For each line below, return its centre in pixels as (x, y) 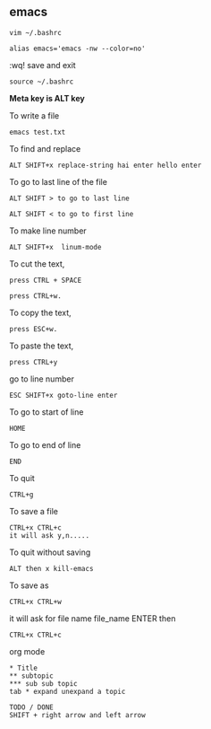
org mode (27, 651)
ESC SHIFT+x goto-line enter (63, 395)
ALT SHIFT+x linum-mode (55, 247)
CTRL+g (21, 495)
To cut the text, (37, 263)
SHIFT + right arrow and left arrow (77, 715)
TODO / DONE (31, 707)
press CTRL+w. (36, 296)
